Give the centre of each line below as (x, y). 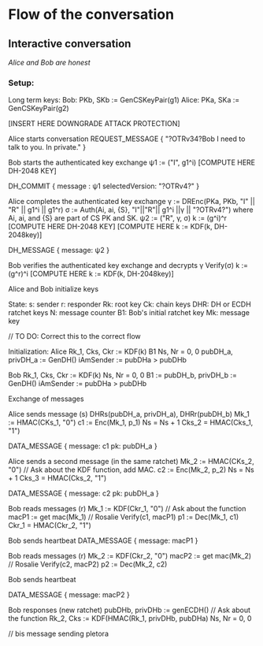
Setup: (21, 83)
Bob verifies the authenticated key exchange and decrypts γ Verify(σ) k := (128, 265)
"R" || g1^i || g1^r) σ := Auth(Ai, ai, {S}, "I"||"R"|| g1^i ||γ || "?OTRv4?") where (131, 210)
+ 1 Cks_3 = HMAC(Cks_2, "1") (57, 478)
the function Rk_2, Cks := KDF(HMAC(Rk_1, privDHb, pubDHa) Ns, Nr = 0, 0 (130, 618)
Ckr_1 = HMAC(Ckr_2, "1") (50, 525)
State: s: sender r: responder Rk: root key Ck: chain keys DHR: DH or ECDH (130, 304)
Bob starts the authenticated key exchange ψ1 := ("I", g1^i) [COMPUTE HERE (132, 162)
